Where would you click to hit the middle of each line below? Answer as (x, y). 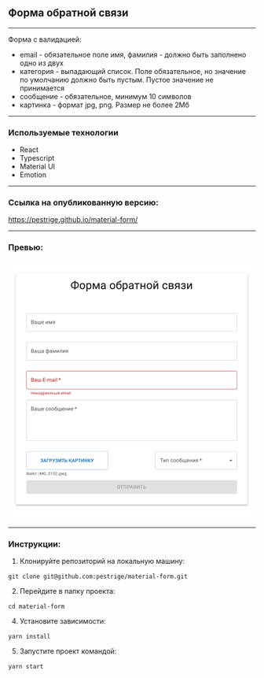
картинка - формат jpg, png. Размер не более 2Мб (104, 105)
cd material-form (37, 607)
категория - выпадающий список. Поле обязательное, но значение (132, 71)
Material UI (37, 167)
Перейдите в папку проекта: (67, 591)
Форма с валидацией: (45, 39)
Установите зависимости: (62, 621)
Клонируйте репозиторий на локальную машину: (102, 561)
